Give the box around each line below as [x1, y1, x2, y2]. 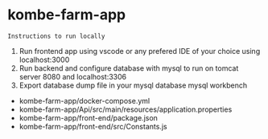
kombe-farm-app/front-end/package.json [19, 112, 159, 122]
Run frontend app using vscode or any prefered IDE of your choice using [19, 46, 261, 55]
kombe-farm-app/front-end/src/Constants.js [19, 121, 167, 131]
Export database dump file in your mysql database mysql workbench [19, 80, 248, 90]
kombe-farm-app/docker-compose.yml [19, 96, 150, 105]
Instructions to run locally [7, 32, 105, 40]
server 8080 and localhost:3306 [19, 72, 127, 81]
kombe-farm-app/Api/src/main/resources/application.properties [19, 104, 233, 114]
